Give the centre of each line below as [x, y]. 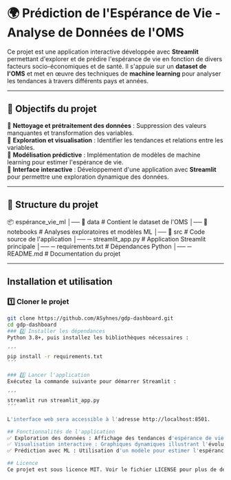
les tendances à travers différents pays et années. [78, 80]
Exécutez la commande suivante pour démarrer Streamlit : [92, 382]
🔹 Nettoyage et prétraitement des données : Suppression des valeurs [107, 125]
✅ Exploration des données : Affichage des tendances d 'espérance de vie [116, 438]
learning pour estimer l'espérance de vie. [65, 162]
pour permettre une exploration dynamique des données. [88, 177]
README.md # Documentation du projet [64, 253]
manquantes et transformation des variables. [70, 133]
